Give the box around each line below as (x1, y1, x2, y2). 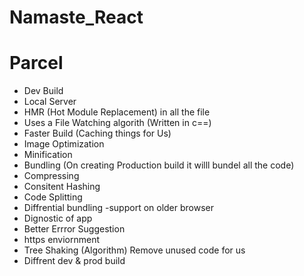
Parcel (9, 52, 64, 75)
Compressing (23, 170, 80, 182)
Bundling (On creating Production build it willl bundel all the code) (23, 159, 295, 171)
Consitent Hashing (23, 181, 101, 193)
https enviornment (23, 234, 101, 246)
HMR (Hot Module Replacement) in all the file (23, 106, 211, 118)
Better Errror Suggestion (23, 223, 126, 235)
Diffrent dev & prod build (23, 255, 126, 267)
